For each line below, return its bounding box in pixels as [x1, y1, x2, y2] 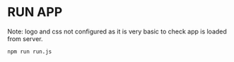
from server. [7, 34, 44, 42]
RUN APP [7, 4, 63, 20]
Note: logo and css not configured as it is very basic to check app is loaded [7, 27, 228, 36]
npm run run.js [7, 48, 52, 55]
